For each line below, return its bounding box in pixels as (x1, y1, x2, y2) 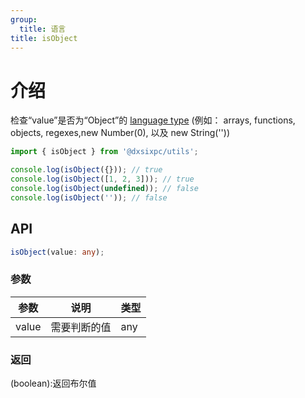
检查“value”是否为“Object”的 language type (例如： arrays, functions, (10, 114, 296, 126)
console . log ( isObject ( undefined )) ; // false (10, 183, 199, 193)
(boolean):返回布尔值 (10, 377, 97, 389)
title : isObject (10, 33, 78, 43)
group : (10, 14, 38, 25)
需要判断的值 (50, 320, 112, 334)
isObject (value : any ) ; (10, 247, 105, 257)
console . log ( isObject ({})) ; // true (10, 165, 163, 175)
